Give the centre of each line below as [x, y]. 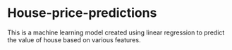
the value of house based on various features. [74, 39]
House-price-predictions [82, 13]
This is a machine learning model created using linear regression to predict [116, 32]
